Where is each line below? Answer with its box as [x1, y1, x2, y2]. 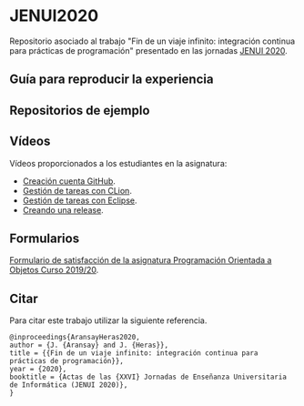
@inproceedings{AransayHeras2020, [9, 333, 141, 342]
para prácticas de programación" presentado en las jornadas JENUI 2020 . [9, 45, 289, 56]
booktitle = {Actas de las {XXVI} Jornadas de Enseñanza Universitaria [9, 372, 287, 382]
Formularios [9, 230, 80, 246]
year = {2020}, [9, 365, 67, 374]
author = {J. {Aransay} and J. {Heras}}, [9, 340, 169, 350]
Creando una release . [22, 204, 105, 215]
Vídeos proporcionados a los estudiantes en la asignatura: [9, 157, 228, 168]
